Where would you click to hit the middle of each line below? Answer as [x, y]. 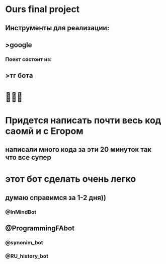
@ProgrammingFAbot [40, 228]
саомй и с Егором [44, 131]
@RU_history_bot [27, 256]
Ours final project [43, 9]
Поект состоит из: [28, 59]
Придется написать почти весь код [83, 120]
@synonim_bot [24, 242]
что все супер [28, 157]
